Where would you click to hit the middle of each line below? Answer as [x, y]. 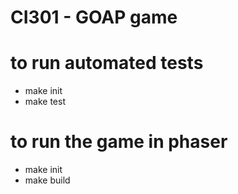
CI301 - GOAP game [94, 17]
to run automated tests [107, 63]
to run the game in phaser [119, 142]
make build [47, 180]
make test [45, 102]
